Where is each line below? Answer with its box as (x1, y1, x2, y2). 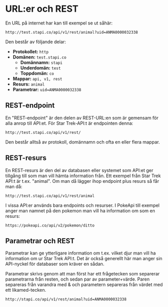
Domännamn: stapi (20, 59, 63, 65)
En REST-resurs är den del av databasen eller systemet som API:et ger (5, 167, 154, 173)
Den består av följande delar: (5, 39, 66, 45)
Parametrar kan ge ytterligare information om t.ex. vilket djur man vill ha (5, 250, 156, 256)
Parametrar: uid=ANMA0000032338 (12, 86, 82, 92)
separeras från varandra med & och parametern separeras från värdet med (5, 282, 163, 288)
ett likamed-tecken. (5, 287, 46, 293)
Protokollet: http (12, 48, 49, 54)
